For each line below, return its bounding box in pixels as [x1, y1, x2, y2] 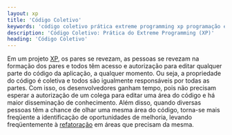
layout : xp [7, 10, 39, 17]
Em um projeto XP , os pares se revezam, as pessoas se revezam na [7, 54, 200, 63]
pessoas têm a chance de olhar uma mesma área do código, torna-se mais [7, 106, 220, 114]
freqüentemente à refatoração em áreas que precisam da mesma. [7, 121, 195, 129]
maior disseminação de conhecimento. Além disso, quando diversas [7, 98, 202, 107]
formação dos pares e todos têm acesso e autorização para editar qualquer [7, 62, 222, 70]
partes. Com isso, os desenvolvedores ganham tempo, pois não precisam [7, 84, 216, 92]
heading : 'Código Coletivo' [7, 36, 88, 43]
